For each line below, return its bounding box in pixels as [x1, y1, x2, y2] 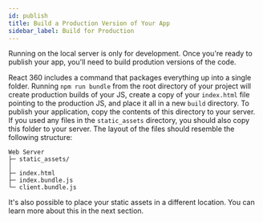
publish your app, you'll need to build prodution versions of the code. [8, 57, 237, 67]
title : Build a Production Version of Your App [8, 19, 171, 27]
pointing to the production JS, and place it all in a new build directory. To [8, 98, 250, 109]
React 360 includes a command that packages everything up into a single [8, 73, 252, 83]
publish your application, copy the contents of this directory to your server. [8, 107, 256, 117]
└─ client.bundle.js [8, 183, 78, 191]
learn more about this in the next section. [8, 206, 144, 216]
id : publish [8, 11, 48, 20]
